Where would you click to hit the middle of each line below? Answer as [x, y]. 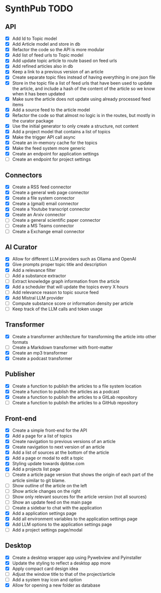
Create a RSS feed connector [42, 187]
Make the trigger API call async [44, 137]
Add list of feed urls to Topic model [48, 55]
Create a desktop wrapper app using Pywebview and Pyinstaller [77, 557]
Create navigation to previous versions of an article [64, 442]
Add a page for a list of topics [42, 436]
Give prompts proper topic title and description [59, 265]
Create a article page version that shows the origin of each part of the [83, 474]
